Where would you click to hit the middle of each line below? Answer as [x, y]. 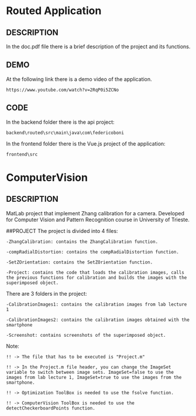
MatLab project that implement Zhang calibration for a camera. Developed [95, 213]
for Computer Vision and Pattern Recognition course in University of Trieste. [98, 219]
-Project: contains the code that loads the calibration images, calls [95, 272]
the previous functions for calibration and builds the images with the [97, 278]
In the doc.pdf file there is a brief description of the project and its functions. [98, 46]
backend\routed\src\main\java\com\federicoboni [65, 133]
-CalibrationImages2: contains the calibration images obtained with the [98, 320]
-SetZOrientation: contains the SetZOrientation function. [80, 262]
